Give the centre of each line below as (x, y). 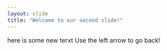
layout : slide (28, 14)
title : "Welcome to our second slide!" (65, 20)
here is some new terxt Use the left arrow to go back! (84, 40)
